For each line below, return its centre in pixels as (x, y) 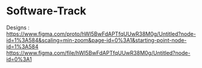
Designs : (18, 27)
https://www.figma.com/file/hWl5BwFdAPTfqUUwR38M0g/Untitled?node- (99, 52)
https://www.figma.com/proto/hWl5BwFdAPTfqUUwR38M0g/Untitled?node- (101, 33)
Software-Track (46, 11)
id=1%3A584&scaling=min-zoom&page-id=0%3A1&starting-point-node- (96, 40)
